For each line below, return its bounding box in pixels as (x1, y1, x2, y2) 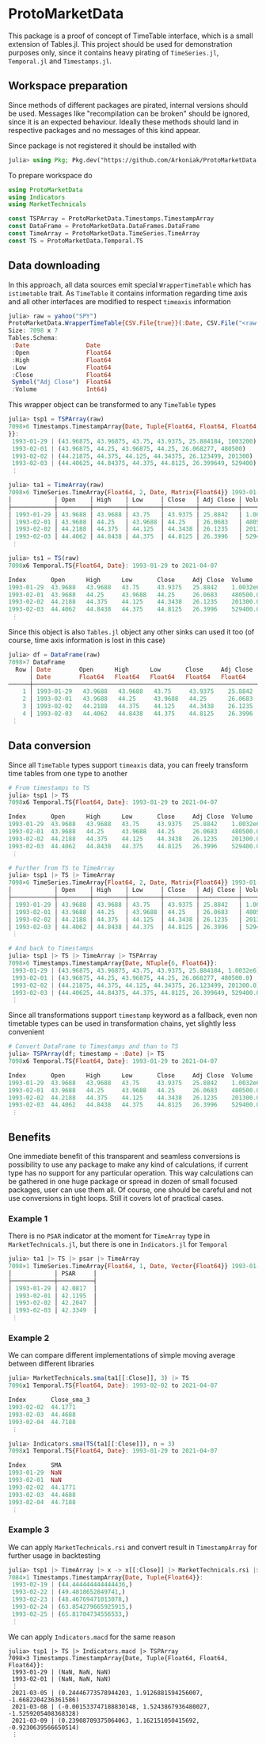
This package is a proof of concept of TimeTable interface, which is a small (8, 31, 253, 40)
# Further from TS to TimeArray (8, 864, 115, 872)
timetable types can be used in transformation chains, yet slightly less (8, 1019, 236, 1028)
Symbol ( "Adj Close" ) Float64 (11, 378, 112, 387)
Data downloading (8, 259, 101, 272)
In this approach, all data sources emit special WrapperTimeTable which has (8, 280, 252, 289)
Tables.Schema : (8, 334, 59, 342)
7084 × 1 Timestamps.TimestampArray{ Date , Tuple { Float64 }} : (8, 1573, 203, 1581)
